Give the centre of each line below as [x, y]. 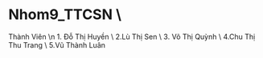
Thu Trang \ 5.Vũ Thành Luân [57, 44]
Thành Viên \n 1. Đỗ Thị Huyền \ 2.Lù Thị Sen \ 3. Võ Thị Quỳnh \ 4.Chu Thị [132, 37]
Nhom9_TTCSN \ [65, 15]
